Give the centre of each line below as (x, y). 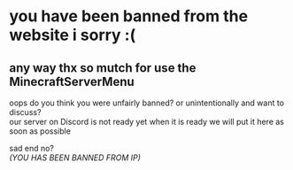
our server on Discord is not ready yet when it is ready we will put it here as (147, 122)
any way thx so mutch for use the (103, 68)
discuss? (25, 112)
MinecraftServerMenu (72, 81)
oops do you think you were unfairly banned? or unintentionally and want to (147, 103)
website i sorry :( (73, 35)
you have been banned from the (129, 16)
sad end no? (32, 148)
